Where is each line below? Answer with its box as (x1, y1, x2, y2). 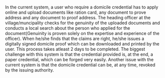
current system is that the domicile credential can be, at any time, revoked (5, 62, 156, 68)
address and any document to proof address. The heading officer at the (5, 15, 151, 20)
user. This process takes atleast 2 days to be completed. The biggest (5, 46, 145, 52)
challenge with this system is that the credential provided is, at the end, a (5, 51, 154, 57)
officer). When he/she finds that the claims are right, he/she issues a (5, 36, 144, 41)
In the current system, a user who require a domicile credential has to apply (5, 4, 159, 10)
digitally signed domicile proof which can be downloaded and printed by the (5, 41, 160, 46)
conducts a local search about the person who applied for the (5, 25, 131, 31)
